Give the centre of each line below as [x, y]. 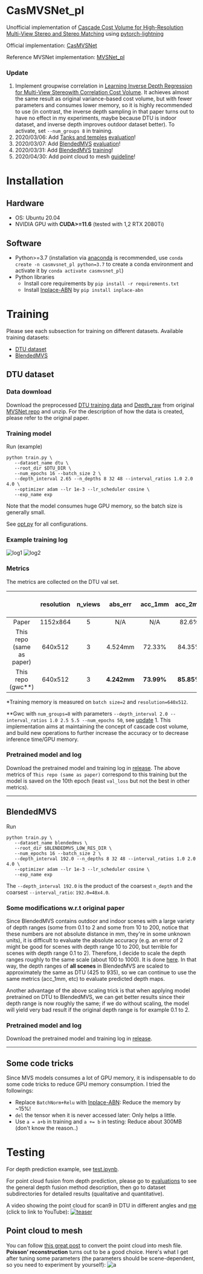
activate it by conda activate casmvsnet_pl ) [69, 271]
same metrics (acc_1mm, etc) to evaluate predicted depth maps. [85, 978]
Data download [29, 392]
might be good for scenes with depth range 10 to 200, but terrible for [92, 946]
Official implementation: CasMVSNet [52, 45]
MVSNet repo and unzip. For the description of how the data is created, [95, 411]
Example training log [37, 540]
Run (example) [24, 446]
